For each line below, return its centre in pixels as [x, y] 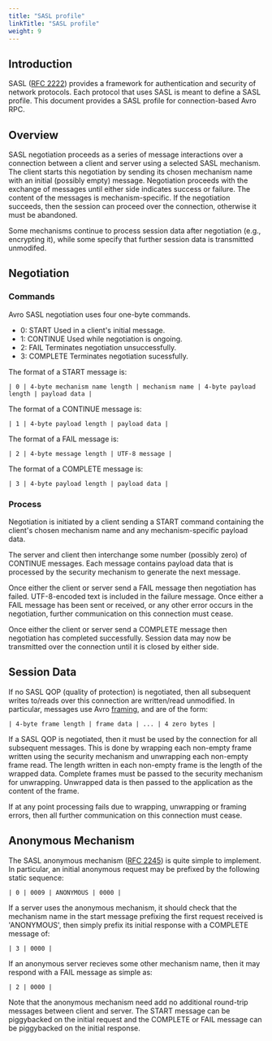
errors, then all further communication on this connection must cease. [125, 815]
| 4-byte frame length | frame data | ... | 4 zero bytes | [112, 724]
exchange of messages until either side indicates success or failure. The [130, 189]
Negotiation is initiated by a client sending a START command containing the [136, 522]
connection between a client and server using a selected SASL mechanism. [135, 163]
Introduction [41, 64]
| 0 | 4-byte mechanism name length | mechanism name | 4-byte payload [132, 387]
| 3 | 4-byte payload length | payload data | [89, 484]
